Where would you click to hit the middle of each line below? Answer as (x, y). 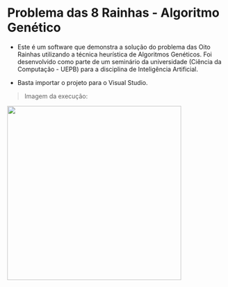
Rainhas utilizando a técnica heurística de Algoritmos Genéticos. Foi (114, 54)
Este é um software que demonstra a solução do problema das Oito (114, 47)
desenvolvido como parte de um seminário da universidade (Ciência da (119, 61)
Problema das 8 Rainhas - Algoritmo (114, 13)
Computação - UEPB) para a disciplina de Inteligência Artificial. (107, 69)
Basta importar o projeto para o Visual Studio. (82, 82)
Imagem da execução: (56, 96)
